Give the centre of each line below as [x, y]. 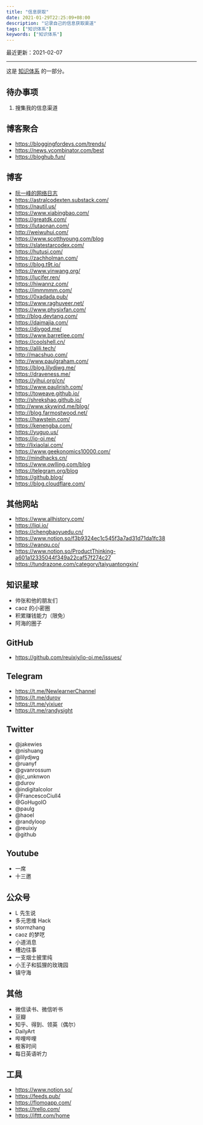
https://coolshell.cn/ [40, 342]
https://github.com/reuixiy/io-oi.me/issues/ [68, 657]
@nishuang [29, 751]
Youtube [23, 853]
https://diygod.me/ [38, 329]
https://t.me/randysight [44, 710]
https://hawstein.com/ [43, 419]
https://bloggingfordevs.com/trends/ [60, 144]
